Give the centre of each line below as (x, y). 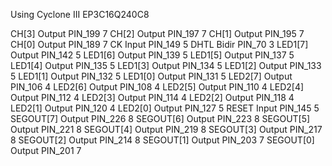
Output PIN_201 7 (46, 150)
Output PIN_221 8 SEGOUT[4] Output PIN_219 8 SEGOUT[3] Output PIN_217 (166, 129)
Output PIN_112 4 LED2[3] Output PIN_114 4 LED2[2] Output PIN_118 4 (152, 97)
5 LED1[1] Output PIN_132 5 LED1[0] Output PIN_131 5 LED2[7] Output (151, 76)
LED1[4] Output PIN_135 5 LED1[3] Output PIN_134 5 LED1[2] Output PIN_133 (166, 65)
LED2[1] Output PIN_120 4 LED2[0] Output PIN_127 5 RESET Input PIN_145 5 (165, 108)
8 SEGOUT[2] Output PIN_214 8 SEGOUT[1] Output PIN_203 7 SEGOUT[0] (162, 140)
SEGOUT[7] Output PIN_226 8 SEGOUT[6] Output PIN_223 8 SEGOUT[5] (160, 118)
